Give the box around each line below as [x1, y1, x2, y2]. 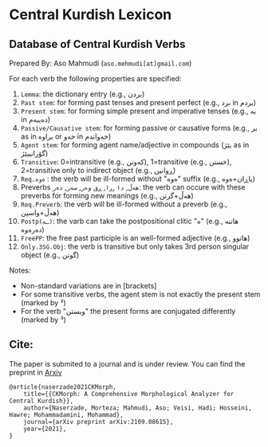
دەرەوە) [20, 225, 45, 234]
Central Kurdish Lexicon [9, 6, 172, 24]
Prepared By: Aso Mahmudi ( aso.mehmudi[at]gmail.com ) [9, 58, 192, 68]
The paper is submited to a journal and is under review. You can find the [9, 359, 246, 368]
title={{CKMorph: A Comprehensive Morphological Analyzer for [23, 390, 235, 398]
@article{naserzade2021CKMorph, [9, 382, 116, 391]
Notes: [9, 265, 31, 275]
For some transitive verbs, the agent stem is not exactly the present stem [20, 289, 261, 299]
